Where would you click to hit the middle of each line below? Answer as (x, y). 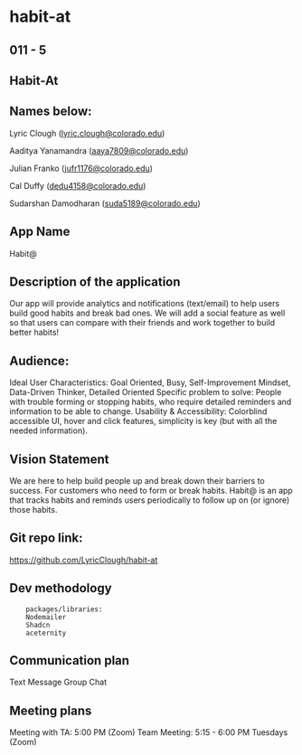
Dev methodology (61, 588)
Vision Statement (59, 459)
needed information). (49, 430)
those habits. (33, 510)
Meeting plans (51, 710)
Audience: (39, 360)
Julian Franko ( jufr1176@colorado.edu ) (81, 168)
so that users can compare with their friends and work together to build (142, 323)
